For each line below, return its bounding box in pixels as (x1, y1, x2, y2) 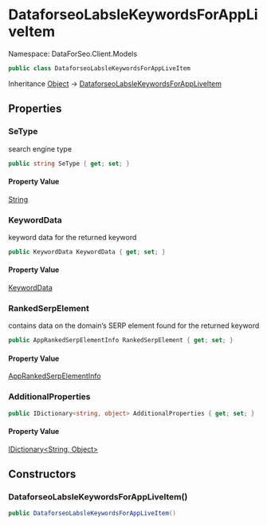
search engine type (8, 144, 73, 153)
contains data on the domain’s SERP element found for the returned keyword (8, 321, 260, 330)
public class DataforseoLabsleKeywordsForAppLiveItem (8, 64, 191, 73)
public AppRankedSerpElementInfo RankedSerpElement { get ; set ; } (8, 337, 234, 345)
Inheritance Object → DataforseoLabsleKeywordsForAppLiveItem (8, 78, 222, 89)
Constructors (8, 468, 77, 481)
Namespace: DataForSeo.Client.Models (8, 49, 138, 58)
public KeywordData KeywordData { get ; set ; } (8, 247, 166, 256)
